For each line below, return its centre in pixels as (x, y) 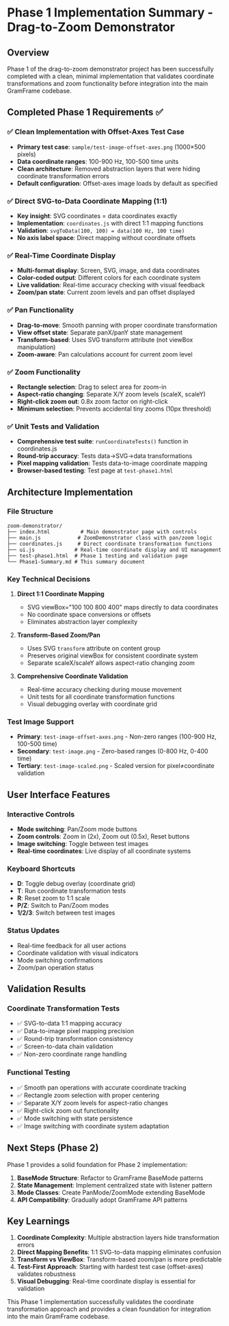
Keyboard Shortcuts (41, 869)
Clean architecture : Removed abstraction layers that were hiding (108, 169)
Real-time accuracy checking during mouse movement (105, 690)
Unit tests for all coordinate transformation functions (101, 697)
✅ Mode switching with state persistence (75, 1118)
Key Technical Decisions (49, 579)
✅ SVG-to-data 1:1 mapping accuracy (69, 1024)
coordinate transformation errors (63, 176)
